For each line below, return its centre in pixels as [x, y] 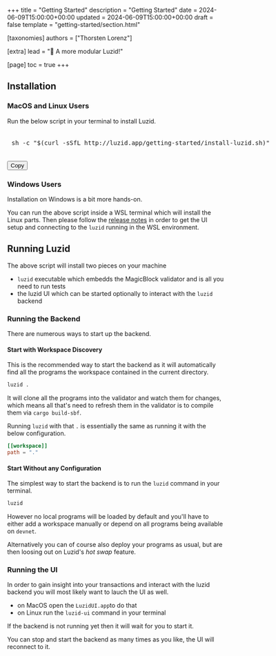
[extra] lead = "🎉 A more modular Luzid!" [65, 51]
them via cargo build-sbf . [44, 413]
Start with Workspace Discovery [55, 349]
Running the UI [32, 570]
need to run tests [41, 286]
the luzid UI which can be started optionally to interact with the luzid [115, 293]
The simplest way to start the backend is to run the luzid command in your [114, 484]
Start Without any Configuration [54, 468]
